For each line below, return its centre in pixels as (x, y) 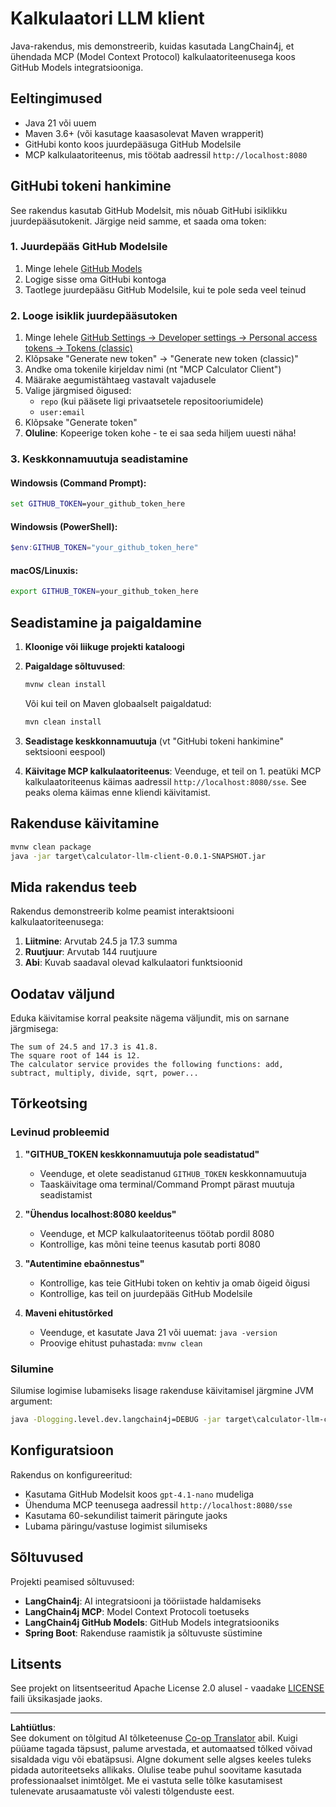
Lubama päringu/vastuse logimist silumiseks (116, 1526)
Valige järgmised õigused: (78, 391)
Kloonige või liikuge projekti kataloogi (104, 647)
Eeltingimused (56, 98)
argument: (31, 1401)
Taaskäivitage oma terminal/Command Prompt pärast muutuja (167, 1184)
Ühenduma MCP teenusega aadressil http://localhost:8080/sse (158, 1504)
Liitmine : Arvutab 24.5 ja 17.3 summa (101, 941)
